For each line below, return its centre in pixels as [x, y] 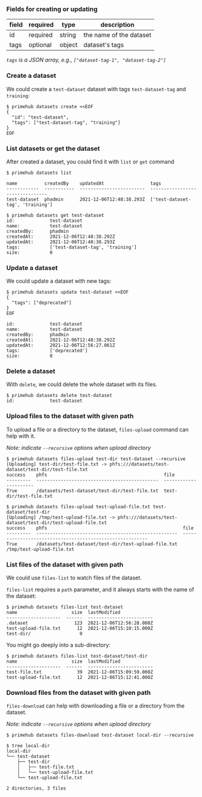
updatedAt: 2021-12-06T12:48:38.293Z [61, 242]
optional [40, 45]
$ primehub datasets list [39, 173]
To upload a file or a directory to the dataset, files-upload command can [98, 429]
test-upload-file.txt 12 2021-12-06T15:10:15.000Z [80, 629]
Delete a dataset [31, 371]
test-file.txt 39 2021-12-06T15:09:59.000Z [80, 672]
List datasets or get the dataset [53, 148]
